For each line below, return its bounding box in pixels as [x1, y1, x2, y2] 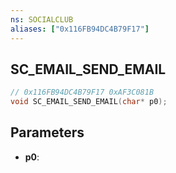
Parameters [10, 124, 85, 141]
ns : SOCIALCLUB [10, 14, 74, 25]
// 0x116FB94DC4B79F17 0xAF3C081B [10, 87, 155, 98]
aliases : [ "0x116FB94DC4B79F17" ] [10, 24, 150, 34]
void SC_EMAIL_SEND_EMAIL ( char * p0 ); [10, 97, 168, 107]
